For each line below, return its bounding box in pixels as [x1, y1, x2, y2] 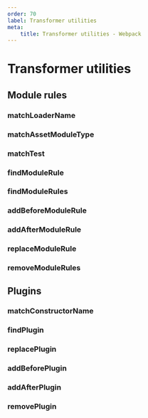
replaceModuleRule [7, 244, 77, 254]
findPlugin [7, 325, 44, 335]
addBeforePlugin [7, 363, 68, 373]
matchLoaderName [7, 110, 76, 120]
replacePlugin [7, 344, 57, 354]
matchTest [7, 149, 45, 159]
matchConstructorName [7, 306, 94, 316]
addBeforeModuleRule [7, 205, 87, 215]
